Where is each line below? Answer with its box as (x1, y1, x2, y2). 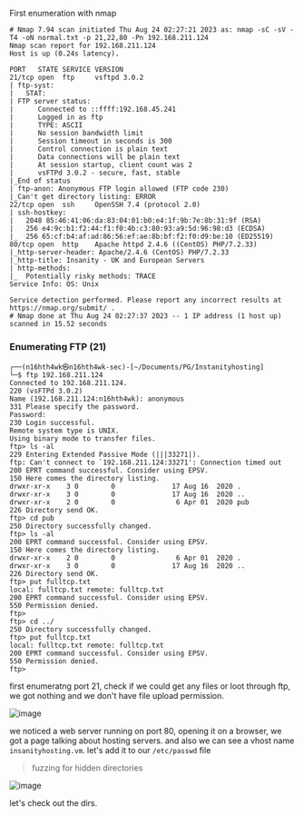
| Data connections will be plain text (9, 153, 181, 162)
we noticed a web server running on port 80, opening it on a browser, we (9, 726, 282, 737)
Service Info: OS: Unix (9, 280, 100, 289)
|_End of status (9, 176, 71, 185)
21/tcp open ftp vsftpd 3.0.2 (9, 73, 144, 82)
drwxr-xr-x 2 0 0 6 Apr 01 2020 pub (9, 498, 250, 507)
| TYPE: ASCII (9, 121, 83, 130)
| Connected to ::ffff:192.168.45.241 (9, 104, 177, 114)
